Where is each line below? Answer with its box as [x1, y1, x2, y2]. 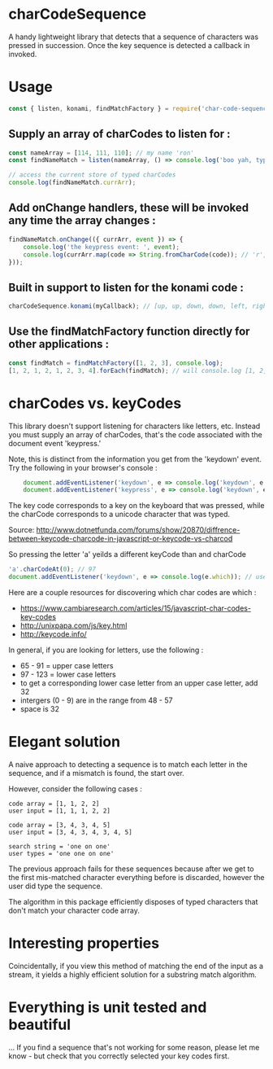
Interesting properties [8, 934, 160, 953]
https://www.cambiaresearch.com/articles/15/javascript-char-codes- [19, 603, 252, 613]
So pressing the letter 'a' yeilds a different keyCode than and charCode [8, 550, 246, 559]
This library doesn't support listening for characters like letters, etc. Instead [8, 421, 261, 431]
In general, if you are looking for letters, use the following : [8, 645, 204, 655]
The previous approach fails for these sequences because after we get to [8, 864, 254, 874]
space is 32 [19, 704, 59, 714]
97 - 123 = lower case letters [19, 669, 116, 680]
